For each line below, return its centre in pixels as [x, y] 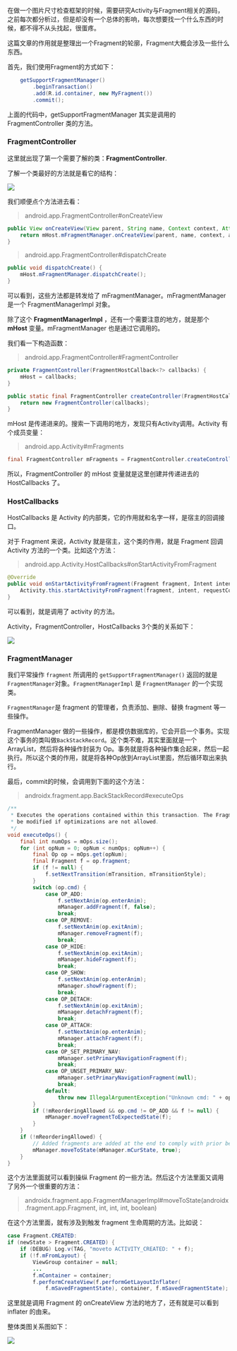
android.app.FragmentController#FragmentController [101, 357]
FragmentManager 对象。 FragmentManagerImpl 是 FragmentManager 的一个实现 [115, 684]
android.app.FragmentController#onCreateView [94, 215]
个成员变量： [26, 432]
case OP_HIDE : [66, 946]
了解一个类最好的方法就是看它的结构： [63, 173]
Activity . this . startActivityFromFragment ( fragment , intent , [110, 591]
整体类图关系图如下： [38, 1327]
